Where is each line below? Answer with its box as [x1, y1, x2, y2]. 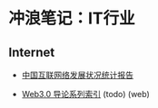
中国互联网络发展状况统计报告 [21, 69, 133, 80]
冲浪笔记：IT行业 [8, 8, 135, 29]
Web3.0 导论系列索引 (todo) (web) [21, 89, 151, 99]
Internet [8, 44, 55, 59]
